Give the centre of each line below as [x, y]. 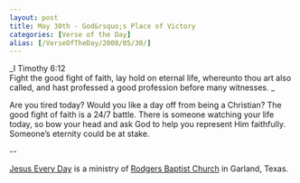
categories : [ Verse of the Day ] [70, 34]
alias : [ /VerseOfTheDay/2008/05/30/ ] [80, 43]
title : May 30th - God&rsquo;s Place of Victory [103, 26]
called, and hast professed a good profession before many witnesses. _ [142, 87]
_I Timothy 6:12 [37, 69]
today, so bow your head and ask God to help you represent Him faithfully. [148, 124]
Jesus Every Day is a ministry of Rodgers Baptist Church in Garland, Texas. [149, 169]
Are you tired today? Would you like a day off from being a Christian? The [145, 105]
